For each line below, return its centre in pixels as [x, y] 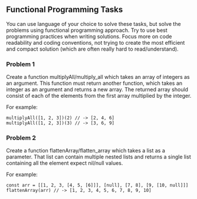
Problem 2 [21, 138]
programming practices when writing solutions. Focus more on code [89, 36]
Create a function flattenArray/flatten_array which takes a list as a [86, 151]
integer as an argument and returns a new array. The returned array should [97, 89]
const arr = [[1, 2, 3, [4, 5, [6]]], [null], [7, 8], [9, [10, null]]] [97, 185]
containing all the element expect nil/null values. [65, 163]
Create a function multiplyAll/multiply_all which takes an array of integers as [98, 77]
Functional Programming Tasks [65, 10]
